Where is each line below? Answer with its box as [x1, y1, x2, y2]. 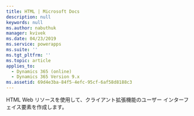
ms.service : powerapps [6, 42, 62, 47]
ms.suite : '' [6, 47, 38, 53]
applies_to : [6, 63, 35, 69]
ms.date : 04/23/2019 [6, 36, 57, 42]
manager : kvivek [6, 30, 46, 36]
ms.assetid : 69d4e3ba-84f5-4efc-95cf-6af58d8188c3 [6, 80, 132, 86]
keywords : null [6, 19, 43, 25]
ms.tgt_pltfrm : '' [6, 52, 51, 58]
